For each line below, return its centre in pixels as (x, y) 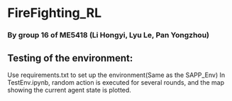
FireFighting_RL (55, 13)
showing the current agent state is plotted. (69, 90)
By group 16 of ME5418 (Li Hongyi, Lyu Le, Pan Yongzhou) (108, 35)
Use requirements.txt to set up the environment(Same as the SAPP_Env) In (116, 75)
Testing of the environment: (70, 58)
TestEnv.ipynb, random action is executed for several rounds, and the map (116, 82)
